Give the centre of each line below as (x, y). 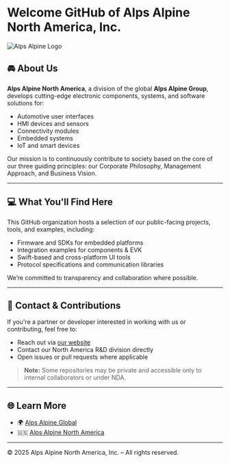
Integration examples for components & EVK (79, 250)
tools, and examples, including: (51, 229)
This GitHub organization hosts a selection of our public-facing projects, (109, 222)
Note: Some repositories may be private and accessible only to (113, 371)
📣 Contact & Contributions (64, 305)
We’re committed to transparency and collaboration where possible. (103, 277)
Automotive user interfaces (55, 116)
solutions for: (26, 103)
